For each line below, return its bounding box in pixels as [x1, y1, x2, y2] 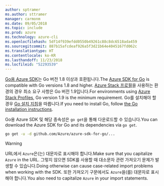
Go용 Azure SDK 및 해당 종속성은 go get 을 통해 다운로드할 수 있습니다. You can [5, 117, 158, 123]
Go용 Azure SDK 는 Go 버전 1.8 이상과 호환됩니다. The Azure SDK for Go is [5, 76, 150, 82]
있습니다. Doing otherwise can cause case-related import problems [19, 163, 153, 169]
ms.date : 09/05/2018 [5, 21, 48, 26]
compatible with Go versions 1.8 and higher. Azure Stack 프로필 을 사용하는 [5, 82, 154, 89]
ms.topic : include [5, 26, 43, 31]
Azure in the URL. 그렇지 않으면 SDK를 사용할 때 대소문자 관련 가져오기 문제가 [5, 157, 154, 162]
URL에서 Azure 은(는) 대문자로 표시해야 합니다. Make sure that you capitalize [5, 151, 153, 156]
